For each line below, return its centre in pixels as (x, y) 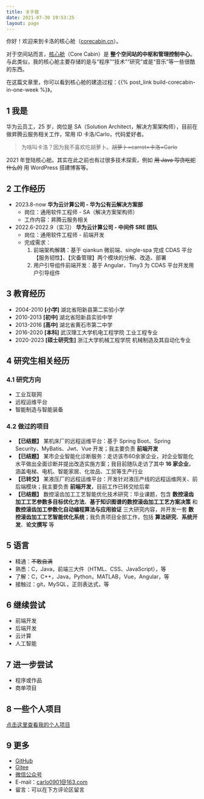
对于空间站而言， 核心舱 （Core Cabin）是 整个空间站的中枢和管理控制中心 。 (101, 54)
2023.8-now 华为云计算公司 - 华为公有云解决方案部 (79, 204)
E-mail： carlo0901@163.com (51, 782)
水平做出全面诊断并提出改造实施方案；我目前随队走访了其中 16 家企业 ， (104, 464)
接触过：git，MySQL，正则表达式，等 (62, 584)
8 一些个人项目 (34, 709)
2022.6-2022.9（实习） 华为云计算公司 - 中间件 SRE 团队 (86, 227)
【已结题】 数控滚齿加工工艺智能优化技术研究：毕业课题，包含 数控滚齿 (104, 494)
